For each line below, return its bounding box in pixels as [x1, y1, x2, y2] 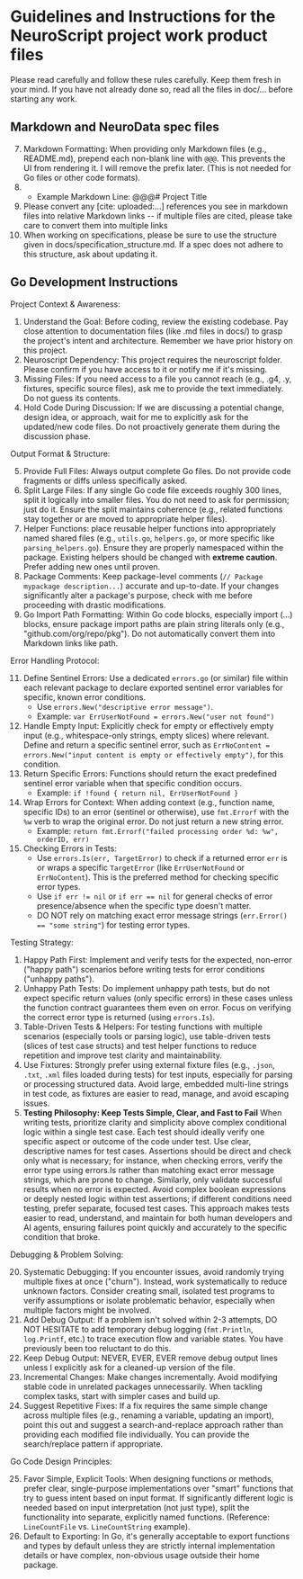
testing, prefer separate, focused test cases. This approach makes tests [22, 1203, 290, 1214]
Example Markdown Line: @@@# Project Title [36, 191, 208, 202]
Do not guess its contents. [22, 392, 120, 403]
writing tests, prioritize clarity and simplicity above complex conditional [22, 1117, 287, 1127]
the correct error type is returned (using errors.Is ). [22, 1011, 215, 1022]
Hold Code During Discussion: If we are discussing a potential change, [22, 402, 285, 413]
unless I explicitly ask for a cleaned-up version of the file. [22, 1361, 236, 1373]
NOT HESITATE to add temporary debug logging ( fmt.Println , [22, 1323, 254, 1334]
